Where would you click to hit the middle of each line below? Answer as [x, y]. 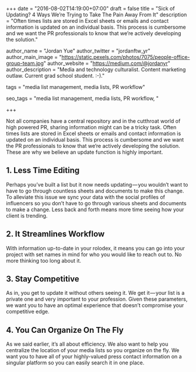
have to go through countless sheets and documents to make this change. [95, 191]
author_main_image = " [34, 57]
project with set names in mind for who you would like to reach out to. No [94, 254]
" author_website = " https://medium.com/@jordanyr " [107, 63]
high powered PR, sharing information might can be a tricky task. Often [91, 127]
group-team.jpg [25, 63]
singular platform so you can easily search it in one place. [75, 363]
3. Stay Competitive [43, 279]
